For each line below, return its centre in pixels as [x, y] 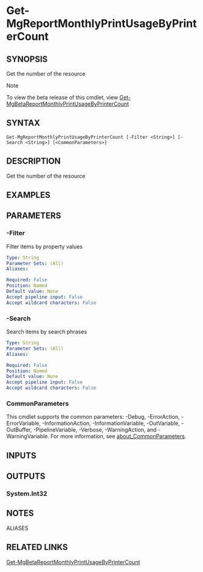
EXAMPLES [28, 195]
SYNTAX [23, 123]
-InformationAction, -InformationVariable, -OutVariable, [111, 423]
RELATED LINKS [37, 547]
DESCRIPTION [33, 161]
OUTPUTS [26, 476]
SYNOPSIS [27, 59]
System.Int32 [27, 494]
